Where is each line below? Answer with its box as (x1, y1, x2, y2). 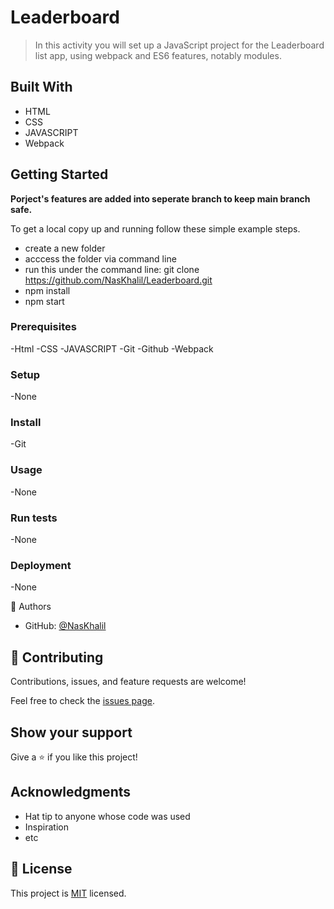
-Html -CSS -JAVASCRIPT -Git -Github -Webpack (10, 342, 214, 355)
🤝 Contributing (10, 649, 104, 666)
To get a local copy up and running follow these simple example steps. (10, 222, 301, 235)
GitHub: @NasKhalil (24, 620, 107, 632)
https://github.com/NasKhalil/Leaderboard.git (24, 274, 213, 286)
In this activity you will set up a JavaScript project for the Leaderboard (34, 39, 325, 51)
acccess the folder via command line (24, 252, 177, 265)
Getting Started (10, 166, 109, 183)
